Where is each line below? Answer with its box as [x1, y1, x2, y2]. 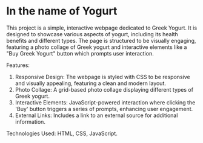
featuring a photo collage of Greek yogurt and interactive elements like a [6, 43, 187, 51]
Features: [6, 62, 30, 69]
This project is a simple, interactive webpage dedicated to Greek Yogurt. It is [6, 24, 198, 31]
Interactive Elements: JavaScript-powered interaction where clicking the [15, 98, 196, 106]
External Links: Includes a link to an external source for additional [15, 112, 178, 119]
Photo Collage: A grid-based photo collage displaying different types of [15, 86, 194, 93]
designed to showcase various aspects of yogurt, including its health [6, 30, 179, 37]
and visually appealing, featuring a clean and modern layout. [15, 80, 167, 87]
